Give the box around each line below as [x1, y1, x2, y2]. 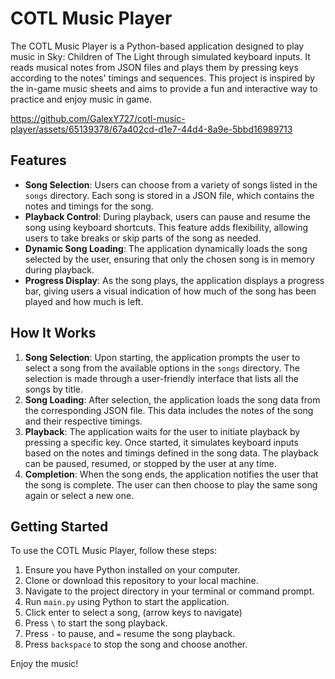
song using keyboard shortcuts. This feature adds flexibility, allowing [24, 221, 309, 233]
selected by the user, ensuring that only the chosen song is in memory [24, 253, 315, 265]
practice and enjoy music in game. [10, 93, 152, 105]
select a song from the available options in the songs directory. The [24, 362, 301, 374]
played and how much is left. [24, 295, 144, 307]
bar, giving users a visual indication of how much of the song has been [24, 285, 317, 297]
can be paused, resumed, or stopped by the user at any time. [24, 457, 277, 469]
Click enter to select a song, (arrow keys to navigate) [24, 607, 243, 619]
